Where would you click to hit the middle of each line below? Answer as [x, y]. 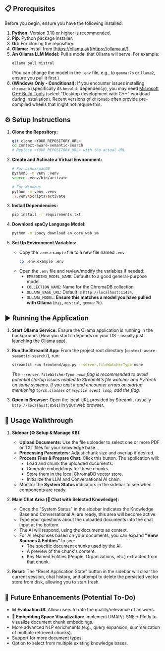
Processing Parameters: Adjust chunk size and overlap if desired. [87, 453]
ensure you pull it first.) [35, 78]
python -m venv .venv [34, 191]
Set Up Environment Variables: [44, 243]
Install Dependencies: [35, 206]
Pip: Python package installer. [42, 38]
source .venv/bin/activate [40, 178]
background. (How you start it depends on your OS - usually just [78, 335]
